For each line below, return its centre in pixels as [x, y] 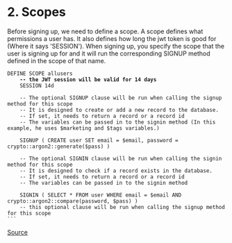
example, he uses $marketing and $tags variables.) [83, 128]
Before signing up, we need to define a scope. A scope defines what [105, 31]
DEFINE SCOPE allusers [40, 74]
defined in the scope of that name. [57, 60]
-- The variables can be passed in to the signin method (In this [118, 122]
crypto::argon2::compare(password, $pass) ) [73, 201]
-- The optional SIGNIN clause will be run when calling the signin [121, 158]
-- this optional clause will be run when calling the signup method [123, 207]
